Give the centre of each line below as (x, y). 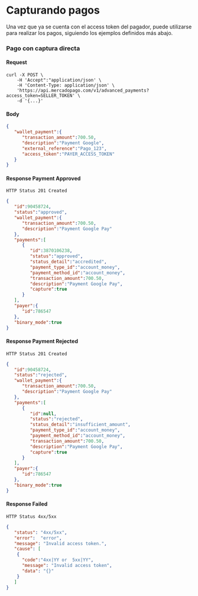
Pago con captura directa (43, 48)
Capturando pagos (53, 10)
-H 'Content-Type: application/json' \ (66, 86)
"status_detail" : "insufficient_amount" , (80, 425)
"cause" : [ (27, 549)
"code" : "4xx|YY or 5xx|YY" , (58, 560)
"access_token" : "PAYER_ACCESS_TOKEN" (68, 154)
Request (17, 62)
